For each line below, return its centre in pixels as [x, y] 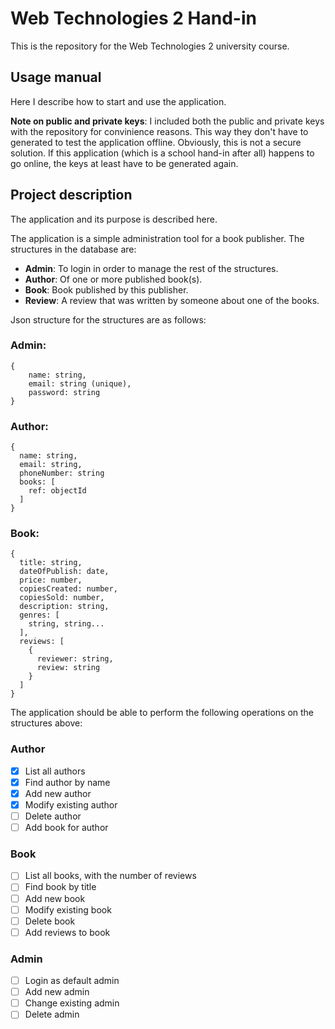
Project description [71, 195]
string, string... [66, 624]
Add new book [55, 898]
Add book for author [66, 828]
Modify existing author [71, 804]
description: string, [64, 607]
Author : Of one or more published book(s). [113, 279]
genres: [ [39, 615]
